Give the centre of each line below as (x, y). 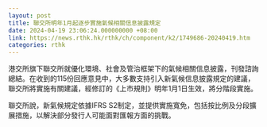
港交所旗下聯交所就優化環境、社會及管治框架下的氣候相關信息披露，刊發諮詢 (133, 69)
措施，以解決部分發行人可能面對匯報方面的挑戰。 (95, 115)
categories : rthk (37, 45)
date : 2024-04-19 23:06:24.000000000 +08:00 (83, 30)
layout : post (30, 15)
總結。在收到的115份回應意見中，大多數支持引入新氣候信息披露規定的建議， (132, 79)
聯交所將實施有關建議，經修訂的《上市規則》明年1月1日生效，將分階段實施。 (133, 89)
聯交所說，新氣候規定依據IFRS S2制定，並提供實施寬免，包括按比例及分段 (129, 106)
